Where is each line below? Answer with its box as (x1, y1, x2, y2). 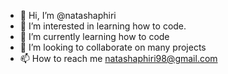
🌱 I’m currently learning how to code (19, 31, 170, 42)
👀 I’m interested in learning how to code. (19, 20, 187, 32)
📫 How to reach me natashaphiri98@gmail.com (19, 53, 218, 64)
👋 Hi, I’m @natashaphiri (19, 10, 117, 21)
